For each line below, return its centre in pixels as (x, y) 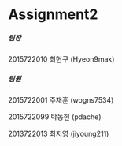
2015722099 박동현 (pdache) (55, 117)
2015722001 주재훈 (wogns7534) (61, 100)
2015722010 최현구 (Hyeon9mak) (61, 59)
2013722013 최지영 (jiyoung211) (59, 134)
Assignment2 (53, 15)
